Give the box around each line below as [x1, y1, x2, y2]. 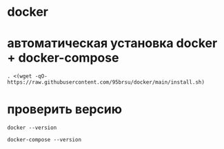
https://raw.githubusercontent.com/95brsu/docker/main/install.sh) [7, 79, 205, 86]
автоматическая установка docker [7, 36, 218, 51]
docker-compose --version [7, 137, 81, 144]
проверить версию [7, 102, 123, 117]
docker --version [7, 124, 57, 131]
